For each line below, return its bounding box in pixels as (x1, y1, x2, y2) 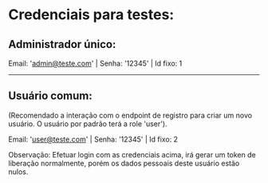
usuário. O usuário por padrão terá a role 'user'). (8, 118, 167, 129)
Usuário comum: (8, 90, 93, 103)
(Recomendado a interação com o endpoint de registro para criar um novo (8, 110, 253, 120)
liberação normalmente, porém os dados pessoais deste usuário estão (8, 158, 240, 168)
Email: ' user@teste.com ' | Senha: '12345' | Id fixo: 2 (8, 134, 178, 144)
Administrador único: (8, 38, 116, 51)
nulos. (8, 166, 29, 177)
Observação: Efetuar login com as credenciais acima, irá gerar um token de (8, 149, 257, 159)
